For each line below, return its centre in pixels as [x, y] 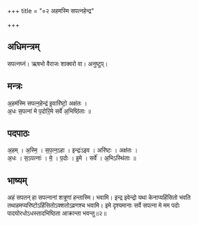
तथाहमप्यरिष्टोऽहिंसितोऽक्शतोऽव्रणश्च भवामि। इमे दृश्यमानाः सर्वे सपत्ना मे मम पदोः [94, 205]
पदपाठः [19, 134]
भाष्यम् [17, 180]
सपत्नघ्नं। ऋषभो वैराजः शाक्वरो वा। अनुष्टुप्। [58, 64]
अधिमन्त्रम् [23, 47]
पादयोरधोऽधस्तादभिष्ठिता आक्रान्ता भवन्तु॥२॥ [57, 213]
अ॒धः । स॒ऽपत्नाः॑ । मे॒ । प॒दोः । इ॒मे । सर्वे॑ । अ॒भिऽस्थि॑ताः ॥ [72, 158]
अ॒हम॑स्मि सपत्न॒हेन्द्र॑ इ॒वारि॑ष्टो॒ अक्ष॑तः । [47, 103]
